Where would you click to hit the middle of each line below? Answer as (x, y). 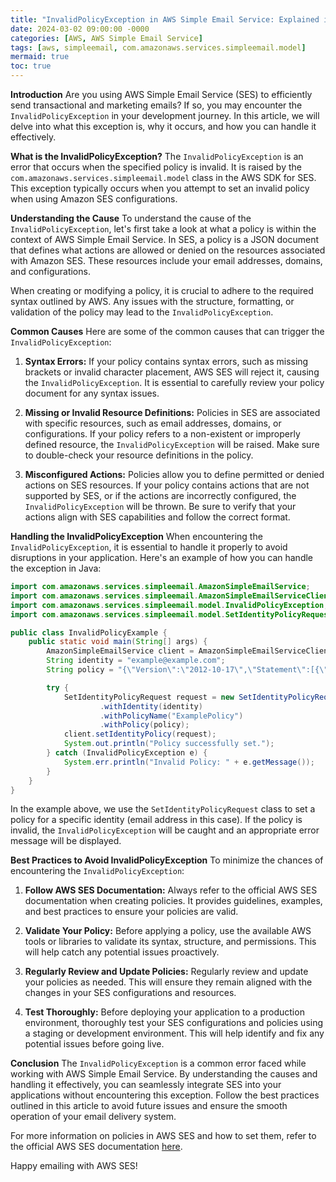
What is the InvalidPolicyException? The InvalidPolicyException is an (157, 156)
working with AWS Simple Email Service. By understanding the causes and (164, 1074)
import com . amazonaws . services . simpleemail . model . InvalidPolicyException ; (169, 605)
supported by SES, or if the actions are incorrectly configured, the (160, 495)
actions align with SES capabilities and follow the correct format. (157, 517)
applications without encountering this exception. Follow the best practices (165, 1095)
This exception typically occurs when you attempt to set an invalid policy (160, 188)
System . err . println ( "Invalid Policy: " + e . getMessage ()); (189, 762)
